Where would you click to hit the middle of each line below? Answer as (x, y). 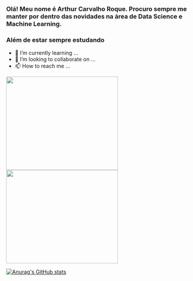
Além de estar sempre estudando (55, 39)
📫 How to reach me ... (42, 66)
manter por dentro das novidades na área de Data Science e (94, 16)
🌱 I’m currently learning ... (46, 53)
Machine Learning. (34, 24)
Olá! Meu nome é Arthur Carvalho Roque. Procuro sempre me (96, 9)
